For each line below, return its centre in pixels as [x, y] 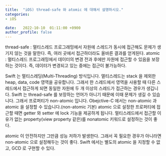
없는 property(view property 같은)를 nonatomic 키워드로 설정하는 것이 [83, 119]
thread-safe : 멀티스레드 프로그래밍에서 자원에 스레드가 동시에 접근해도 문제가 [81, 47]
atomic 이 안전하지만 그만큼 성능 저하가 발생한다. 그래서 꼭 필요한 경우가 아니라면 [83, 136]
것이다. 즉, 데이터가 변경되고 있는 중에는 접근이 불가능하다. [70, 66]
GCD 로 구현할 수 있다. [33, 148]
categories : [17, 14]
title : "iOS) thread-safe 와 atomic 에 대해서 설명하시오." [64, 10]
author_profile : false [28, 33]
